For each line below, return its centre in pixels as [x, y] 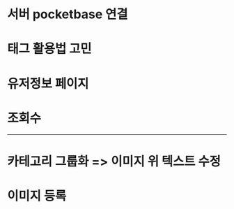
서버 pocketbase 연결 [68, 14]
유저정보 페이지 [48, 84]
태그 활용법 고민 [49, 49]
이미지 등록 [37, 196]
